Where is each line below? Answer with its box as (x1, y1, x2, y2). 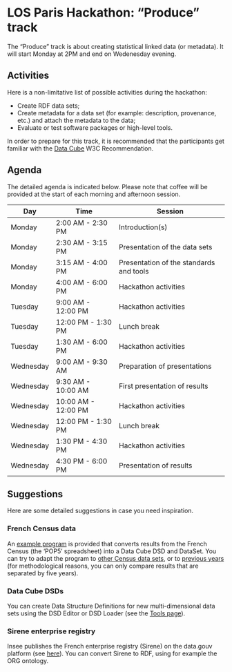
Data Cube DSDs (7, 586, 64, 595)
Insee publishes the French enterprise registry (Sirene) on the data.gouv (7, 642, 213, 651)
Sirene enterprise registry (7, 626, 96, 636)
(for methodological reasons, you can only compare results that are (7, 561, 199, 570)
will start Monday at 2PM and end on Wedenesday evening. (7, 50, 177, 58)
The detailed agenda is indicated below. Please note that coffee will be (7, 182, 209, 191)
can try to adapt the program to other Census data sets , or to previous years (7, 554, 224, 562)
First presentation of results (118, 381, 209, 391)
